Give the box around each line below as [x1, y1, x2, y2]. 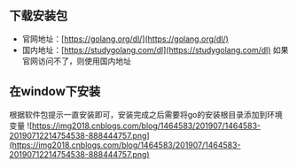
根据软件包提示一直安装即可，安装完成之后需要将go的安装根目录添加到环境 [9, 109, 283, 119]
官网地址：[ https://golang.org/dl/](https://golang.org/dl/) [21, 34, 229, 44]
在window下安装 [9, 84, 101, 99]
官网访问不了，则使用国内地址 [21, 56, 131, 66]
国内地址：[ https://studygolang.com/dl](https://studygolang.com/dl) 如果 [21, 44, 289, 55]
